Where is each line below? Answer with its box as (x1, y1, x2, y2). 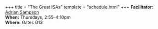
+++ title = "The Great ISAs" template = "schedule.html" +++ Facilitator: (5, 4, 154, 10)
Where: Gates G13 (5, 19, 43, 25)
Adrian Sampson (5, 9, 39, 15)
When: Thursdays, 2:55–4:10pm (5, 14, 71, 20)
